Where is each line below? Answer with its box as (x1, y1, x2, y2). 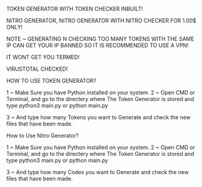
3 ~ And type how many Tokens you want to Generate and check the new (6, 114, 190, 121)
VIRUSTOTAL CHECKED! (6, 65, 68, 72)
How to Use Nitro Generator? (6, 132, 79, 139)
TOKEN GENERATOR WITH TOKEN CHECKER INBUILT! (6, 5, 144, 12)
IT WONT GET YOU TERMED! (6, 54, 80, 60)
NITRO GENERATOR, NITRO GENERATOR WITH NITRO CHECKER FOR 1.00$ (6, 17, 197, 24)
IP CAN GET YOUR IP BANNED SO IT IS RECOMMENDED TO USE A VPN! (6, 42, 189, 49)
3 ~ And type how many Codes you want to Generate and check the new (6, 169, 189, 175)
